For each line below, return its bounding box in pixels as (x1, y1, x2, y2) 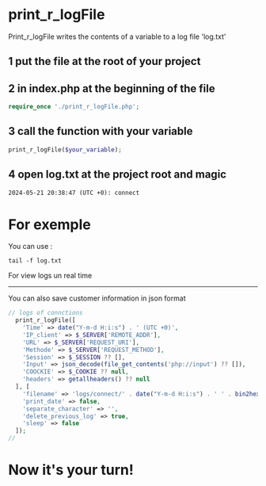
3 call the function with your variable (8, 124, 193, 138)
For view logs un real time (8, 271, 93, 281)
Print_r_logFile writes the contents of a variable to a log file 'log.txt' (8, 32, 227, 41)
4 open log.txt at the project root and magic (8, 168, 227, 182)
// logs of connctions (8, 309, 83, 317)
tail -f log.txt (8, 257, 62, 265)
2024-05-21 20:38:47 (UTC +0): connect (8, 189, 140, 197)
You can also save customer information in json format (8, 293, 186, 303)
